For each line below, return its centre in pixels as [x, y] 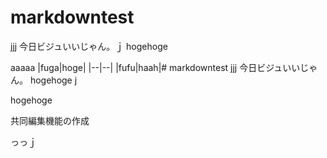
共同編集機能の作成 [50, 120]
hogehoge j [53, 80]
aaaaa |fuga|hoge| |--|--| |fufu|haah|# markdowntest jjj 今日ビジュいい [155, 67]
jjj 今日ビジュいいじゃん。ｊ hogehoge [89, 46]
